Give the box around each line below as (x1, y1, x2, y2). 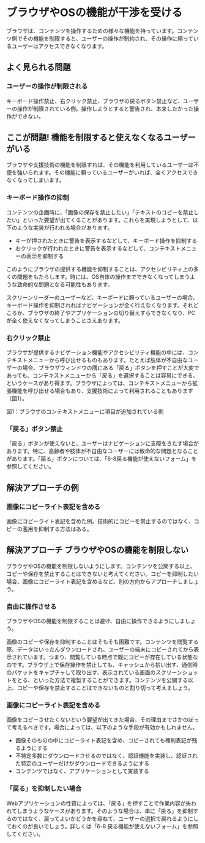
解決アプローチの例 (6, 483, 79, 493)
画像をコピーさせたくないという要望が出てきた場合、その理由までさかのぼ (6, 716, 194, 723)
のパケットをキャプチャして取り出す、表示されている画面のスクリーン (6, 669, 182, 676)
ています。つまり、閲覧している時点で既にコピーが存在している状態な (22, 653, 198, 661)
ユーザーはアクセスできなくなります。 (11, 42, 108, 50)
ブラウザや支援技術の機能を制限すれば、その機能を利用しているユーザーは (6, 161, 194, 169)
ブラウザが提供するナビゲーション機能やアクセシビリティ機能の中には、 (6, 349, 188, 356)
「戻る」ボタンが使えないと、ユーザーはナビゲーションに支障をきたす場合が (6, 440, 199, 447)
